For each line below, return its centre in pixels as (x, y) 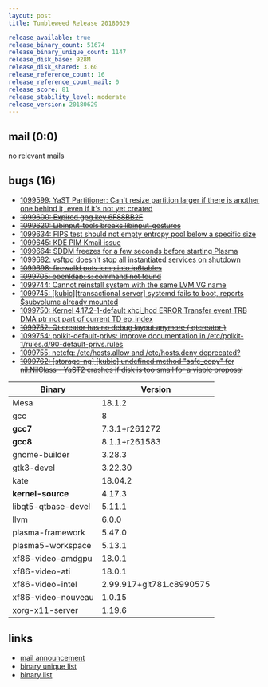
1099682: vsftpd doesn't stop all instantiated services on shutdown (130, 259)
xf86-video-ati (41, 571)
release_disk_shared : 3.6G (53, 67)
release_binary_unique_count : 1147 (67, 53)
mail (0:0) (33, 136)
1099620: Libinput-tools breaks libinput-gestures (100, 225)
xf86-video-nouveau (53, 597)
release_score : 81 (39, 89)
